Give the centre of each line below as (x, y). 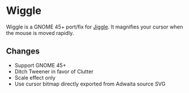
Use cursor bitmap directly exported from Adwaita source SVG (90, 84)
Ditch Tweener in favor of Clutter (54, 71)
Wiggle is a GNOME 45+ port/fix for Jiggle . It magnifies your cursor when (94, 27)
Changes (23, 51)
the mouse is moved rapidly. (40, 33)
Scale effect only (35, 77)
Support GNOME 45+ (40, 65)
